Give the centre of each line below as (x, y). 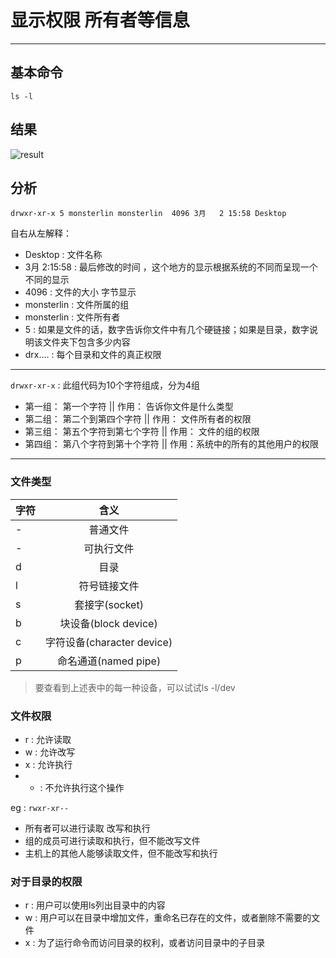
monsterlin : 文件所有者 (72, 317)
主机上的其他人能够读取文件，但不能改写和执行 (121, 853)
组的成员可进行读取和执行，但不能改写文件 (112, 840)
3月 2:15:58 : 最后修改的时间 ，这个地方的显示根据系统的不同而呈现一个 (171, 267)
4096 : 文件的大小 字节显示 (80, 292)
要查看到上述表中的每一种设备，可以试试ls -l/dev (135, 687)
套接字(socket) (109, 604)
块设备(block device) (108, 623)
